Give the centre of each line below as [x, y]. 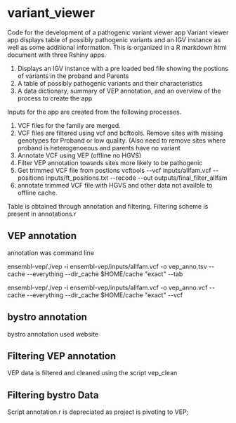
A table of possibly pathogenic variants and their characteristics [110, 83]
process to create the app [55, 98]
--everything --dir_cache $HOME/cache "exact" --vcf [105, 295]
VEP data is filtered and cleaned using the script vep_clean [92, 373]
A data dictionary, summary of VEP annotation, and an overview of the [119, 91]
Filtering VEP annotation [62, 356]
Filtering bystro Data [53, 395]
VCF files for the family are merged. [69, 125]
